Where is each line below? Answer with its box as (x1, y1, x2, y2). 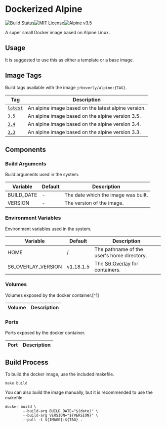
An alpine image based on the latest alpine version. (28, 104, 146, 111)
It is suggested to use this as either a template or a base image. (5, 57, 134, 63)
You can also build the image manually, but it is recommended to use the (5, 389, 153, 395)
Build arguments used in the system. (5, 172, 80, 178)
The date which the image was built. (64, 191, 148, 198)
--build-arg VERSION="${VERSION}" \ (23, 413, 98, 418)
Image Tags (5, 71, 42, 80)
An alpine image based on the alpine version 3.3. (28, 129, 141, 136)
